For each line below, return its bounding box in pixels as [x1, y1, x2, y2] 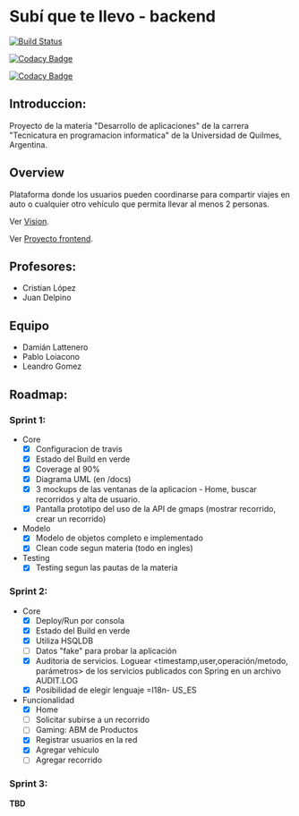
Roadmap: [9, 387, 68, 402]
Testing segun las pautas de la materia [35, 562, 178, 574]
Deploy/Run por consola [35, 615, 125, 625]
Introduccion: [9, 97, 87, 112]
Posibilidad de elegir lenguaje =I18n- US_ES [35, 684, 197, 695]
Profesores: [9, 259, 76, 274]
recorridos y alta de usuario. [35, 494, 141, 505]
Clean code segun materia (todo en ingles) [35, 543, 194, 554]
